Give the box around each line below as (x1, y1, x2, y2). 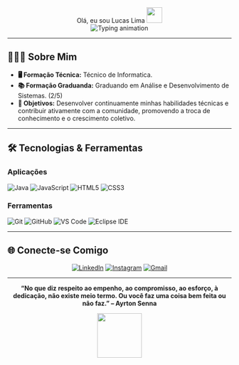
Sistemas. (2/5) (17, 91, 63, 100)
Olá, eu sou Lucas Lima (76, 16, 146, 24)
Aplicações (7, 167, 48, 177)
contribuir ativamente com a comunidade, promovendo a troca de (17, 106, 211, 115)
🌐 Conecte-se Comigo (7, 245, 109, 257)
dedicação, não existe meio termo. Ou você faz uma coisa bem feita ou (13, 291, 226, 300)
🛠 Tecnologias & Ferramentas (7, 142, 144, 154)
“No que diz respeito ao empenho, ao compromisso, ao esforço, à (21, 284, 218, 292)
